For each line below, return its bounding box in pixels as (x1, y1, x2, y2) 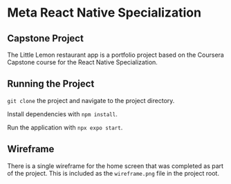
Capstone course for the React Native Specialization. (7, 58, 158, 66)
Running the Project (7, 78, 95, 90)
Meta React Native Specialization (7, 5, 202, 21)
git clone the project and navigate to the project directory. (7, 96, 175, 104)
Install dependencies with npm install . (7, 109, 118, 118)
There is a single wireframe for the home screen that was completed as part (7, 161, 223, 170)
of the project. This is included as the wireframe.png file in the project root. (7, 169, 220, 177)
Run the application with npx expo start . (7, 123, 123, 131)
